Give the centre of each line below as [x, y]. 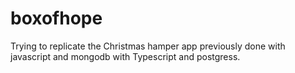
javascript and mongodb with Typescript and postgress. [125, 56]
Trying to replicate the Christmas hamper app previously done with [148, 46]
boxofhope [56, 18]
